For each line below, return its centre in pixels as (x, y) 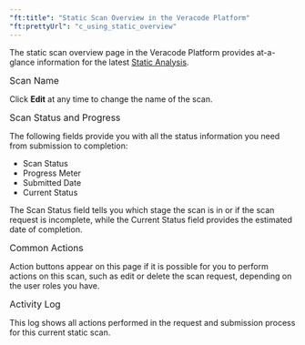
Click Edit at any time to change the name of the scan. (111, 99)
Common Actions (46, 248)
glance (22, 62)
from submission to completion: (69, 146)
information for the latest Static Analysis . (113, 62)
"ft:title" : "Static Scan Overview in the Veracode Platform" (130, 18)
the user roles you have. (55, 285)
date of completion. (46, 229)
